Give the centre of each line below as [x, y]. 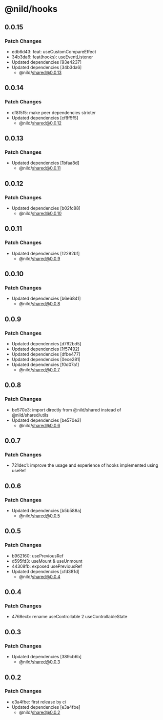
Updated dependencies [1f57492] [45, 349]
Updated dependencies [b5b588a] [46, 511]
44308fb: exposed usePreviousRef [47, 566]
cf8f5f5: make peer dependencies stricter [54, 112]
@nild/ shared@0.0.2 [40, 712]
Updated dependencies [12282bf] [46, 253]
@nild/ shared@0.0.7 [40, 370]
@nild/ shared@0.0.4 [40, 576]
